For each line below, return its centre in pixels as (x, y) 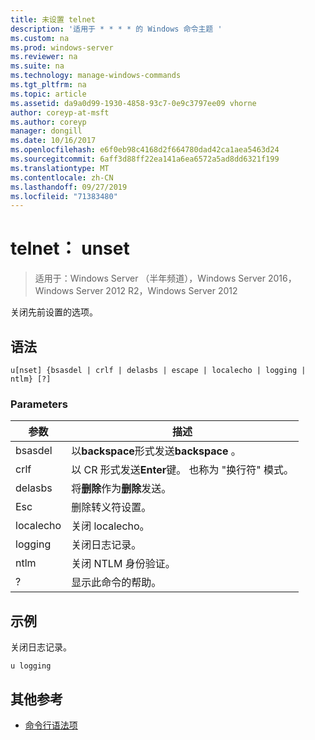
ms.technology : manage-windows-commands (96, 76)
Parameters (39, 404)
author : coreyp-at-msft (60, 112)
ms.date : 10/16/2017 (53, 141)
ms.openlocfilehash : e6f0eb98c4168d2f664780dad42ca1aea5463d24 (145, 150)
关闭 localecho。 (110, 526)
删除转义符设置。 (111, 508)
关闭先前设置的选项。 (54, 312)
